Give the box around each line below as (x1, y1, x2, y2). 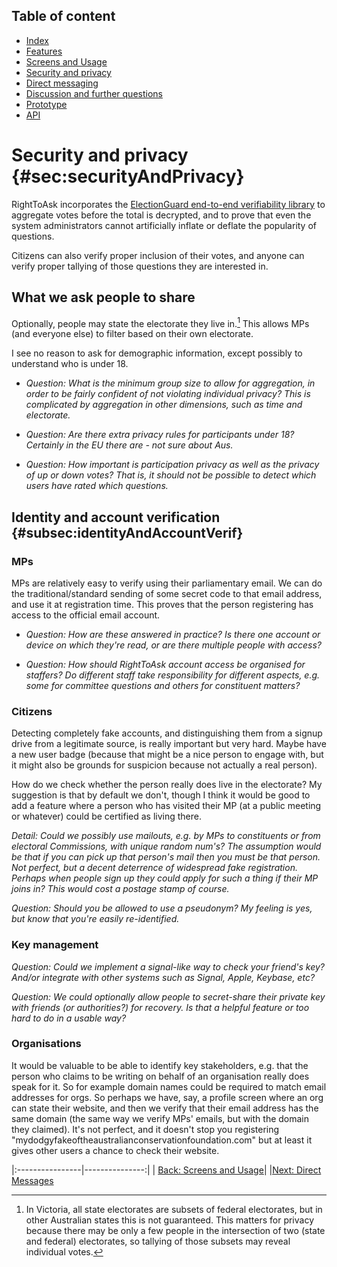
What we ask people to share (11, 289, 196, 306)
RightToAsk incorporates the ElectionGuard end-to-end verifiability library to (11, 198, 326, 210)
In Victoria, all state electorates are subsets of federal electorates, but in (25, 1203, 323, 1215)
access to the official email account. (11, 609, 161, 621)
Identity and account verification (11, 509, 221, 526)
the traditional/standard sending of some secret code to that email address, (11, 587, 323, 599)
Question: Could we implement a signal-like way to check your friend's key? (11, 960, 326, 973)
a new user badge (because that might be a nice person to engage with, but (11, 749, 324, 761)
